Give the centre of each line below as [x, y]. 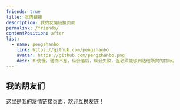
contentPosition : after [35, 34]
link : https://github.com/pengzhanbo [63, 50]
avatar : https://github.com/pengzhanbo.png [71, 55]
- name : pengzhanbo [35, 45]
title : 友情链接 [24, 17]
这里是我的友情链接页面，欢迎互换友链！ [55, 101]
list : [13, 39]
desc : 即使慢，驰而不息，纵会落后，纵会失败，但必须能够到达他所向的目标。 [97, 61]
